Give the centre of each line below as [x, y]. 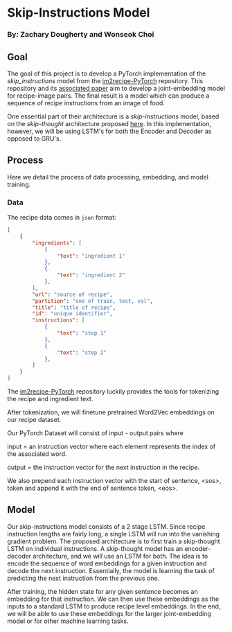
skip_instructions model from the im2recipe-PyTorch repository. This [105, 80]
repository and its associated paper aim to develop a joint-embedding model [116, 88]
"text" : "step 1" [82, 333]
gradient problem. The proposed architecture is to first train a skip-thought [114, 541]
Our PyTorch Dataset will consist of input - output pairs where [95, 433]
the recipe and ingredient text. [50, 399]
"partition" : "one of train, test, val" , [93, 301]
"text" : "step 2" [82, 352]
